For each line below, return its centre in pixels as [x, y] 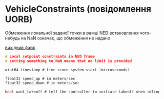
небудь [13, 38]
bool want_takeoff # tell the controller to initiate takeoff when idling [83, 92]
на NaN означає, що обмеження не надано [66, 38]
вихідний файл [20, 47]
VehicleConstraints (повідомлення [78, 9]
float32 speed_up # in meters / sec [40, 79]
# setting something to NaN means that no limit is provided [69, 61]
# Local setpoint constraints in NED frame [50, 56]
